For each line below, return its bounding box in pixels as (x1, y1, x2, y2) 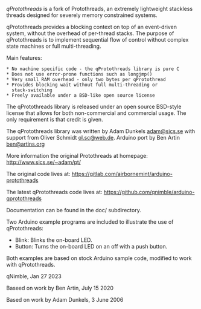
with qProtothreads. (6, 261, 56, 268)
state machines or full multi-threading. (6, 42, 101, 50)
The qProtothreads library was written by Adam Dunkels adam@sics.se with (6, 128, 196, 135)
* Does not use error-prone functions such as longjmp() (6, 71, 153, 77)
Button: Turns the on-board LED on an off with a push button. (14, 243, 168, 250)
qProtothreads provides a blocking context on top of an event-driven (6, 24, 177, 30)
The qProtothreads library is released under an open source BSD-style (6, 103, 182, 110)
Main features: (6, 54, 42, 61)
